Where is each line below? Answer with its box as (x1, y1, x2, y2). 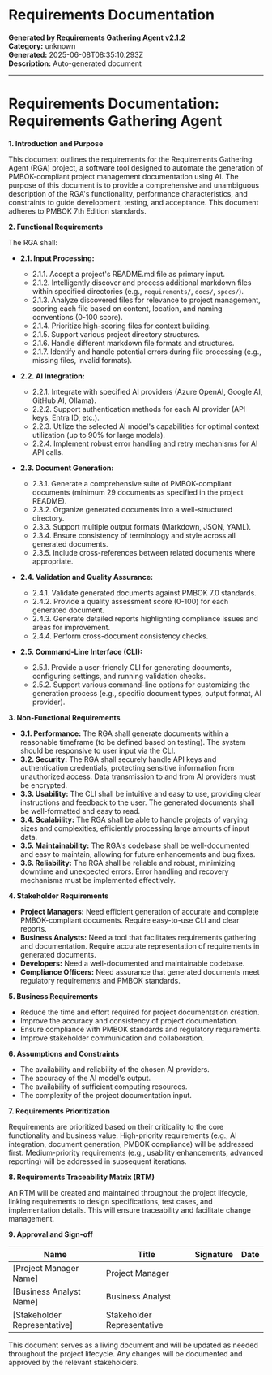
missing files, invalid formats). (32, 355, 132, 365)
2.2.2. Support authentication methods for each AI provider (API (32, 404, 246, 413)
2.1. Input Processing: (19, 253, 95, 263)
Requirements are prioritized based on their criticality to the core (8, 1122, 224, 1131)
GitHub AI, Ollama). (32, 396, 97, 405)
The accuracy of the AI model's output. (19, 1073, 151, 1083)
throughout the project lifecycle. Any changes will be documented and (8, 1348, 243, 1358)
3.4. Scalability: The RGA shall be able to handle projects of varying (19, 815, 249, 824)
